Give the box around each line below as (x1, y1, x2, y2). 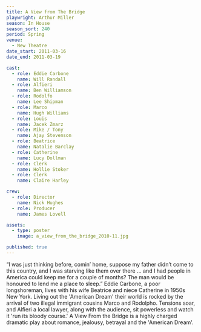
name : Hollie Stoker (17, 166, 69, 173)
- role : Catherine (12, 149, 59, 155)
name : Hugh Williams (17, 110, 69, 116)
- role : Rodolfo (12, 93, 53, 99)
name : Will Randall (17, 76, 67, 82)
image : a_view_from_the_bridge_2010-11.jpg (17, 233, 129, 239)
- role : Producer (12, 205, 56, 211)
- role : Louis (12, 116, 47, 122)
